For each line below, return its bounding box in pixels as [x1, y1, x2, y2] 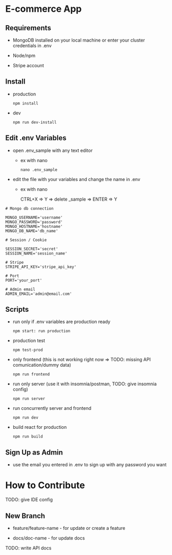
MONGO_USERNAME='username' [5, 215, 63, 220]
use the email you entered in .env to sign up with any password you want [12, 462, 167, 468]
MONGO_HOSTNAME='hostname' [5, 224, 63, 229]
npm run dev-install [12, 120, 57, 125]
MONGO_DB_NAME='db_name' [5, 228, 58, 233]
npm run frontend [12, 372, 50, 377]
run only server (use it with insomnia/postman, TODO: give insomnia [12, 381, 157, 387]
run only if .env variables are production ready [12, 319, 111, 325]
